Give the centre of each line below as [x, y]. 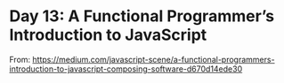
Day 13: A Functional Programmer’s [142, 16]
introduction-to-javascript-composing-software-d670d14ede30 [126, 69]
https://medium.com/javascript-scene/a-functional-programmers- [154, 59]
